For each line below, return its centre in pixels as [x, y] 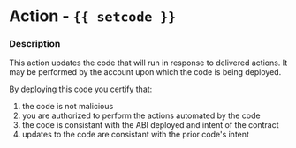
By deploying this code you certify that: [81, 89]
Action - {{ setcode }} [93, 16]
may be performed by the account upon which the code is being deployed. [145, 72]
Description [35, 44]
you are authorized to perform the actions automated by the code [141, 115]
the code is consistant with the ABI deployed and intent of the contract [150, 125]
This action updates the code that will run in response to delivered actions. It [148, 63]
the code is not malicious [68, 107]
